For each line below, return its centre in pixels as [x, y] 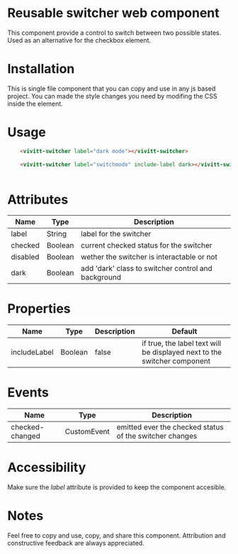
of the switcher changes [157, 436]
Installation [41, 69]
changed [25, 436]
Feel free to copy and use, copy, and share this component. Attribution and [117, 536]
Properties [39, 309]
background [101, 277]
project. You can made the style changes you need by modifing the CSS [112, 96]
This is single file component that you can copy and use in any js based [112, 88]
